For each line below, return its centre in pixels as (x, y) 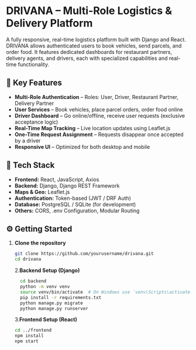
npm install (29, 336)
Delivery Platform (49, 23)
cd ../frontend (33, 330)
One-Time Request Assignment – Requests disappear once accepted (99, 134)
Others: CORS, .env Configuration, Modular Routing (77, 210)
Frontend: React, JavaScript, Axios (57, 179)
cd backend (33, 281)
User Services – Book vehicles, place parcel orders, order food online (99, 109)
